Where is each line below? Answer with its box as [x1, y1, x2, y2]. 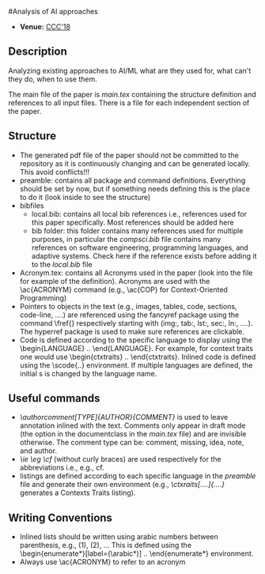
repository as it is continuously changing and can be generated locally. [19, 158, 251, 168]
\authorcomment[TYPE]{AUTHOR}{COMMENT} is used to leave [19, 413, 229, 422]
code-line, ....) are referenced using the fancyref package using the [19, 310, 240, 319]
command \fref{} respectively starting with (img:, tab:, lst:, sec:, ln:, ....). [19, 318, 253, 327]
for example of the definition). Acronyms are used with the [19, 276, 210, 285]
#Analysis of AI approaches [8, 7, 99, 16]
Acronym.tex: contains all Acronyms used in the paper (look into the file [19, 268, 253, 278]
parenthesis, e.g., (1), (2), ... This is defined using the [19, 541, 192, 550]
